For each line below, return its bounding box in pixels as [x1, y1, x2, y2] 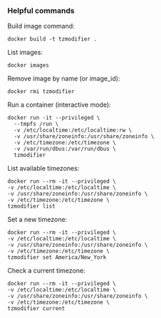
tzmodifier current [7, 305, 66, 312]
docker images [7, 62, 50, 69]
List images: [7, 48, 43, 57]
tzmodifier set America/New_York [7, 254, 107, 261]
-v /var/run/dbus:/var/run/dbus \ [14, 145, 116, 153]
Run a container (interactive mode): [7, 100, 112, 109]
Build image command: [7, 22, 75, 31]
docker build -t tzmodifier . [7, 36, 98, 43]
